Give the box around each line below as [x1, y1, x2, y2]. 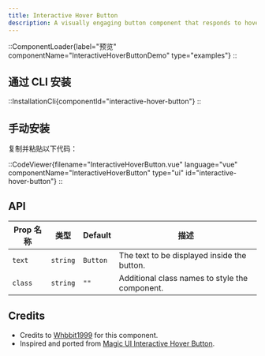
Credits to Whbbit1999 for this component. [19, 330, 159, 339]
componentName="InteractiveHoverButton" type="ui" [8, 168, 184, 178]
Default [82, 230, 112, 241]
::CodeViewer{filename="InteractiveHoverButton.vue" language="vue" [8, 159, 238, 170]
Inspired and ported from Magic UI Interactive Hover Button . [19, 339, 215, 348]
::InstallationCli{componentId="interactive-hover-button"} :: [8, 96, 202, 107]
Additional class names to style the [118, 272, 248, 283]
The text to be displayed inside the [118, 249, 247, 260]
